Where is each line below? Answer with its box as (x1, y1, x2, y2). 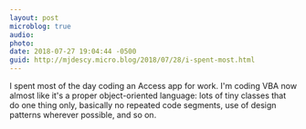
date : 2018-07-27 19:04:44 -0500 (9, 47, 137, 56)
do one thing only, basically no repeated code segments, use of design (9, 100, 277, 110)
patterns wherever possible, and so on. (9, 110, 157, 120)
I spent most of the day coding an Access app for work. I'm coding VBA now (9, 81, 298, 91)
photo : (9, 38, 35, 48)
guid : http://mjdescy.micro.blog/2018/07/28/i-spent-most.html (9, 55, 256, 64)
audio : (9, 30, 35, 39)
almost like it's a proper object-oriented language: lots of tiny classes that (9, 90, 287, 101)
